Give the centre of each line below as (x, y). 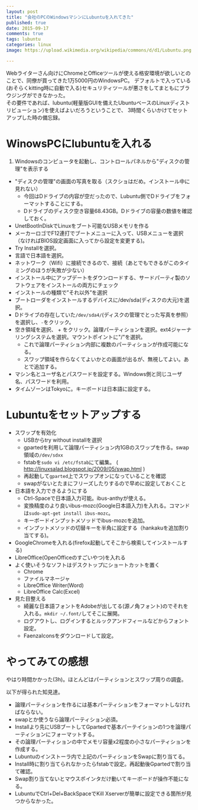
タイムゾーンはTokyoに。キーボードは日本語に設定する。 (84, 388)
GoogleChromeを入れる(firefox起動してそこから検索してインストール (99, 543)
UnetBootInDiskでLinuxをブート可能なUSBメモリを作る (82, 225)
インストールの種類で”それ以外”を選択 (61, 292)
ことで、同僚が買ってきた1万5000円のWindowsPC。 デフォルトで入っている (98, 80)
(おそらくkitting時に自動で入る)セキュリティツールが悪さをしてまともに (93, 88)
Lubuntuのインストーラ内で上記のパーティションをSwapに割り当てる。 (101, 756)
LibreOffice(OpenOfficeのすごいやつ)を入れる (70, 557)
